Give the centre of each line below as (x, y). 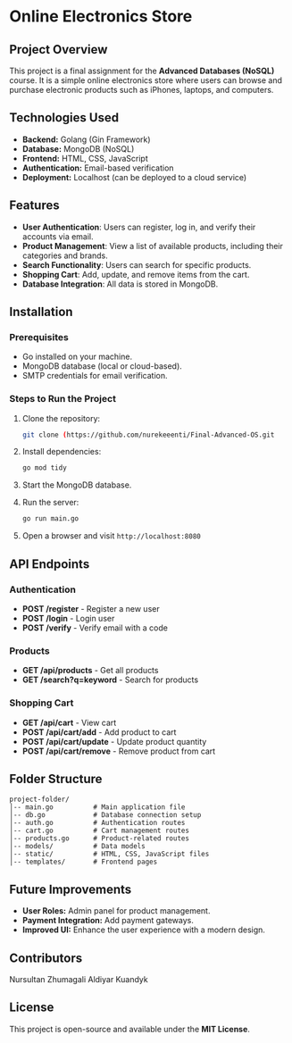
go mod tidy (44, 468)
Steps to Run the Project (63, 399)
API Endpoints (50, 564)
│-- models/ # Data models (77, 847)
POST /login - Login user (68, 618)
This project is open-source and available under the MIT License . (129, 1029)
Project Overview (58, 50)
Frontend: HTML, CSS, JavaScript (85, 158)
